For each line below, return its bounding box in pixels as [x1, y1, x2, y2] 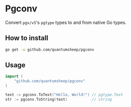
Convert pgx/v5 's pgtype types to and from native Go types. [5, 19, 127, 25]
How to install [5, 34, 49, 42]
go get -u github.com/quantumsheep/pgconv [5, 47, 94, 52]
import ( [5, 74, 23, 79]
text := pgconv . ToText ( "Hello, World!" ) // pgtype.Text [5, 93, 123, 98]
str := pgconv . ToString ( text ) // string [5, 97, 112, 102]
